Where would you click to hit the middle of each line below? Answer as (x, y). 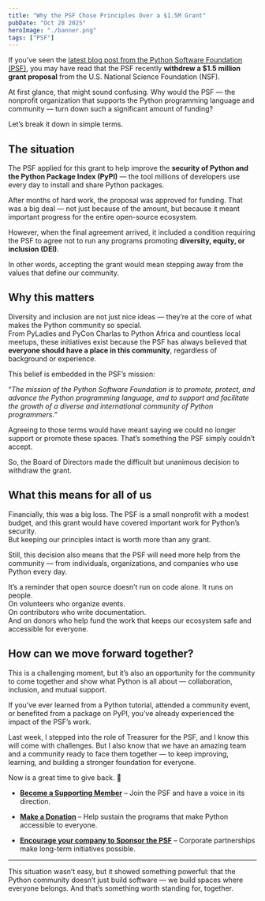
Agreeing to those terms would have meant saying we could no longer (122, 430)
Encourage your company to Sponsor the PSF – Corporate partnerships (137, 840)
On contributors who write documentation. (77, 612)
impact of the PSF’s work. (50, 722)
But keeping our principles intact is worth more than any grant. (110, 539)
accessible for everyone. (49, 628)
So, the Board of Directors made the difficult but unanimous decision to (124, 462)
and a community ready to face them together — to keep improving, (118, 754)
